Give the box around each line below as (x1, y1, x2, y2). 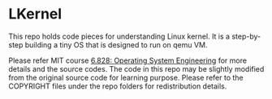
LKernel (8, 5, 63, 23)
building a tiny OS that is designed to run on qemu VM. (24, 39, 208, 49)
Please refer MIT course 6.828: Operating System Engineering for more (8, 56, 248, 65)
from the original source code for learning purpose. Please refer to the (8, 72, 244, 82)
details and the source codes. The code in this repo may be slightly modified (8, 64, 265, 73)
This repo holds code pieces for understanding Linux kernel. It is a (8, 31, 230, 41)
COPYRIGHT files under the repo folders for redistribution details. (8, 81, 227, 91)
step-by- (231, 31, 261, 41)
